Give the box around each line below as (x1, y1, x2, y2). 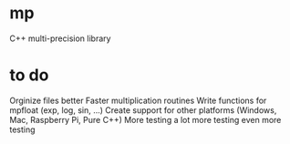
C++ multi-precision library (9, 33, 111, 44)
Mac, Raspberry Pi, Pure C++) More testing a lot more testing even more (9, 114, 282, 125)
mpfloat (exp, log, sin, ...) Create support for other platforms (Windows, (9, 104, 277, 116)
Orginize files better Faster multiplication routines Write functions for (9, 95, 267, 106)
